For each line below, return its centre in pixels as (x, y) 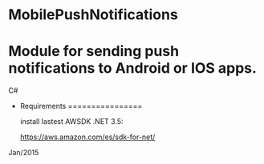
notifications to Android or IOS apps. (132, 68)
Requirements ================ (81, 106)
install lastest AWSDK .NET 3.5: (71, 122)
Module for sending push (93, 52)
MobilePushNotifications (93, 15)
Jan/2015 (24, 153)
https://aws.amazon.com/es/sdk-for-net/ (87, 137)
